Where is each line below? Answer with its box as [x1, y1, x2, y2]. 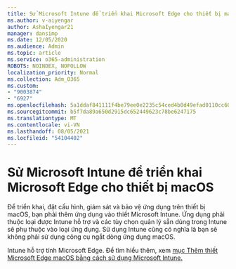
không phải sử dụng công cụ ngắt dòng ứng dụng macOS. [7, 232, 176, 241]
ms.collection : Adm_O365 [7, 75, 80, 83]
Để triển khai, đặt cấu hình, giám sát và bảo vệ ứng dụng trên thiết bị [7, 203, 206, 211]
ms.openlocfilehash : [7, 102, 68, 109]
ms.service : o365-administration [7, 56, 105, 63]
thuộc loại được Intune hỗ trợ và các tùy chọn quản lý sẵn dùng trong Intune [7, 218, 227, 226]
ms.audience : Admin [7, 43, 65, 50]
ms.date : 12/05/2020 [7, 37, 68, 44]
